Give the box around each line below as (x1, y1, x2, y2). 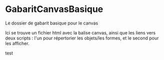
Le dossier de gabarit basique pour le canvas (5, 20, 98, 26)
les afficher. (5, 40, 29, 46)
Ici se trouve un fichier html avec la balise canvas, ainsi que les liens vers (5, 29, 156, 35)
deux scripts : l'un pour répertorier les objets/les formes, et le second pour (5, 35, 159, 41)
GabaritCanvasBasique (5, 3, 103, 15)
